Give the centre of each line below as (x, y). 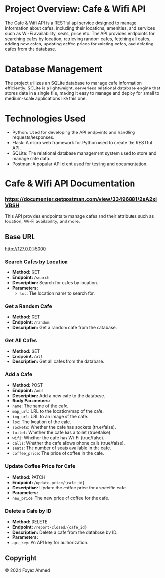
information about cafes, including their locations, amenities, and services (80, 28)
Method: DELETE (30, 521)
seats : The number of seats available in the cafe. (62, 448)
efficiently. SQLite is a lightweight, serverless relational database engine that (83, 88)
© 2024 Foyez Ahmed (28, 570)
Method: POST (28, 385)
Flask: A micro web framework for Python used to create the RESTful (82, 142)
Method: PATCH (29, 477)
